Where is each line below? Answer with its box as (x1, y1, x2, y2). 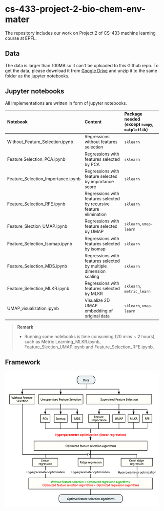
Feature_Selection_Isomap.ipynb (7, 241, 72, 246)
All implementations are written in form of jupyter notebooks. (5, 100, 127, 106)
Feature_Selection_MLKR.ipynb (7, 286, 70, 292)
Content (84, 119, 102, 124)
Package (124, 111, 143, 117)
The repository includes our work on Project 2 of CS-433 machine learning (5, 30, 156, 36)
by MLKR (84, 291, 103, 297)
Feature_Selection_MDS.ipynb (7, 263, 67, 269)
